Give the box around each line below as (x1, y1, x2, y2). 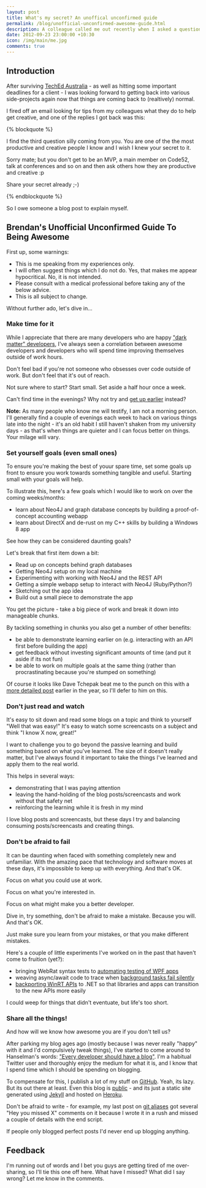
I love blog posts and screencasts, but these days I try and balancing (6, 816, 180, 823)
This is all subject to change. (15, 293, 88, 300)
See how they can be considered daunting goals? (6, 537, 132, 545)
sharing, (6, 1168, 28, 1175)
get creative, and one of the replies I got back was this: (6, 113, 145, 121)
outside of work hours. (6, 353, 64, 361)
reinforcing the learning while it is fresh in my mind (15, 804, 143, 811)
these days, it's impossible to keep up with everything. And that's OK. (6, 864, 182, 872)
